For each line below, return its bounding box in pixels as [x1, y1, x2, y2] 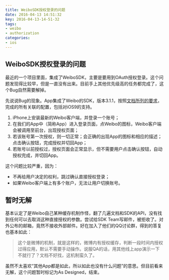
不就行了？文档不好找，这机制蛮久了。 [17, 252, 97, 258]
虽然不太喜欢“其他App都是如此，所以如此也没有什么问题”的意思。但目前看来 [5, 263, 163, 269]
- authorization [5, 31, 39, 36]
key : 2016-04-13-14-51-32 [5, 17, 59, 22]
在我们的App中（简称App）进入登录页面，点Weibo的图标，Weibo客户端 [12, 121, 162, 127]
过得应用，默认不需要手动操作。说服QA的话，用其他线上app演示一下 [17, 246, 160, 252]
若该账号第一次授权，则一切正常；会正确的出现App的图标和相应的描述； [12, 133, 162, 139]
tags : [5, 21, 17, 27]
